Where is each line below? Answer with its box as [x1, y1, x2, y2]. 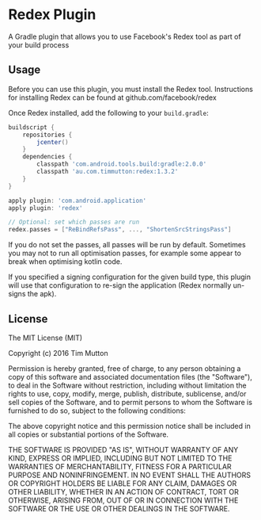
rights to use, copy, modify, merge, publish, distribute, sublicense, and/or [8, 388, 247, 398]
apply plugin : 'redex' [8, 204, 83, 212]
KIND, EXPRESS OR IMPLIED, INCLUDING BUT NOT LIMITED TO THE [8, 453, 233, 463]
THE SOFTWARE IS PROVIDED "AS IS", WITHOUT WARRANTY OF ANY [8, 445, 239, 454]
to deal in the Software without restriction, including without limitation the [8, 380, 247, 390]
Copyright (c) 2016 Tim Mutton [8, 348, 108, 357]
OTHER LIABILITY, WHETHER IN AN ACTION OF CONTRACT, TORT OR [8, 487, 239, 496]
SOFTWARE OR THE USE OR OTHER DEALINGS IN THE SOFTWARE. [8, 503, 230, 513]
